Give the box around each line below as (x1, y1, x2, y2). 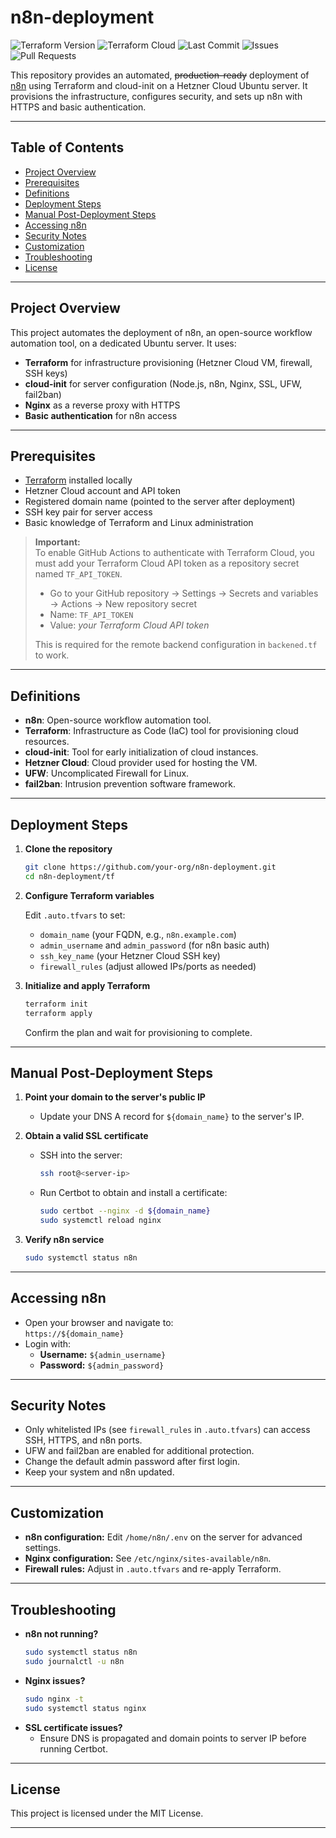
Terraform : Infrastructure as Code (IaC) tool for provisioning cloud (24, 725, 299, 737)
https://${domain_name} (24, 1329, 125, 1339)
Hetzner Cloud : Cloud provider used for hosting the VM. (24, 757, 258, 769)
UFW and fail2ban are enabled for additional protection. (24, 1445, 255, 1457)
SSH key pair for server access (24, 506, 153, 518)
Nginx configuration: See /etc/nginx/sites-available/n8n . (24, 1552, 272, 1565)
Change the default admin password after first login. (24, 1456, 241, 1468)
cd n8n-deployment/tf (24, 871, 115, 881)
